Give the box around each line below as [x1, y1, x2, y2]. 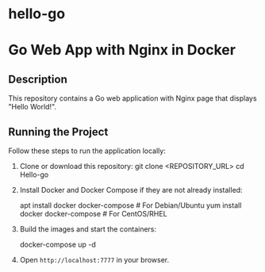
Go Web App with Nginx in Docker [8, 41, 236, 59]
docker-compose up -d [19, 239, 97, 249]
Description [8, 72, 67, 86]
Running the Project [8, 125, 109, 139]
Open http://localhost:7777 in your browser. [19, 255, 169, 264]
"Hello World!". [8, 102, 57, 112]
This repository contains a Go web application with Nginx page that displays [8, 94, 257, 103]
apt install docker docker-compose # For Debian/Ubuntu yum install [19, 201, 242, 210]
